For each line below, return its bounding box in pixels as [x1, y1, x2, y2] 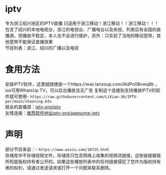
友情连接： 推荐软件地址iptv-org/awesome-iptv [5, 110, 100, 116]
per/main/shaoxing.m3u [5, 99, 52, 104]
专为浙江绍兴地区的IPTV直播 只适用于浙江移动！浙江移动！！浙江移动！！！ [5, 20, 159, 26]
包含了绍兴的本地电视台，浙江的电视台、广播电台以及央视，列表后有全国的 [5, 26, 157, 32]
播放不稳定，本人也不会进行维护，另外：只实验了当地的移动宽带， [22, 32, 157, 38]
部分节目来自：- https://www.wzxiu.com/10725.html [5, 146, 110, 152]
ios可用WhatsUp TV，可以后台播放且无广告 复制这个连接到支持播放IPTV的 [5, 87, 156, 93]
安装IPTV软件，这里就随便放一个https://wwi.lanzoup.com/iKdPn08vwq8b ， [5, 81, 160, 87]
